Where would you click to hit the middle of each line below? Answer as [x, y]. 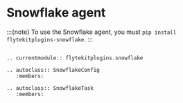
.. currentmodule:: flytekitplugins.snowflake [75, 58]
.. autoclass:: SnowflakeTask [50, 88]
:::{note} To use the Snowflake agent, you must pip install [91, 32]
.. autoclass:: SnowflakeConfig [53, 70]
